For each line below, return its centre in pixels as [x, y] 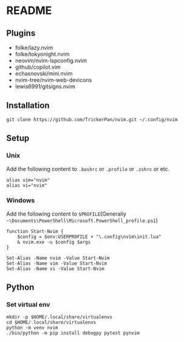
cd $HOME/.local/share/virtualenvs [51, 323]
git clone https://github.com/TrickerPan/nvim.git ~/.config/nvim [92, 119]
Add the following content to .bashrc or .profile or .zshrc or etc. [88, 169]
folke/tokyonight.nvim [42, 54]
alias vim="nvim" [28, 180]
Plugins [21, 33]
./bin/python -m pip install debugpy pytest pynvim [73, 333]
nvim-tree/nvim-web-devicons [53, 80]
